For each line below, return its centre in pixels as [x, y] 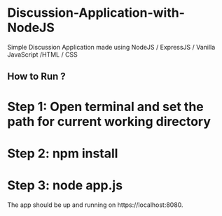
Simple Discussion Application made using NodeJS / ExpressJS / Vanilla [111, 47]
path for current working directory [109, 121]
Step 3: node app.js [65, 185]
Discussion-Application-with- [96, 13]
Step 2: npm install [63, 153]
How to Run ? [37, 77]
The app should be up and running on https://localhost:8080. [95, 205]
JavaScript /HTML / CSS [43, 55]
